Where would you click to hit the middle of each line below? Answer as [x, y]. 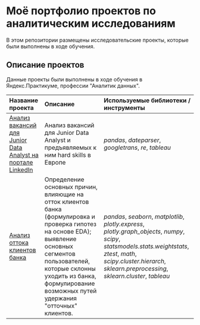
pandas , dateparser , [132, 140]
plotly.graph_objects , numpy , [144, 231]
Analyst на [24, 154]
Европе [55, 162]
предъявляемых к [71, 147]
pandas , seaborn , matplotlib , [144, 216]
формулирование [70, 283]
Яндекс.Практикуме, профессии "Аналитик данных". [73, 86]
